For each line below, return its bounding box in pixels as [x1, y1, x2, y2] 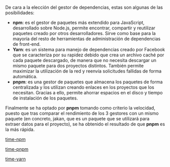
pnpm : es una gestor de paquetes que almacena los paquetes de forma [12, 79, 163, 85]
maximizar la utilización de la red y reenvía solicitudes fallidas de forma [12, 68, 162, 74]
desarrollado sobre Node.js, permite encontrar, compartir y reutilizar [12, 25, 156, 31]
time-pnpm [5, 146, 29, 152]
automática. [12, 74, 38, 79]
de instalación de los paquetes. [12, 95, 78, 101]
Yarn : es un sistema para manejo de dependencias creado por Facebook [12, 47, 165, 52]
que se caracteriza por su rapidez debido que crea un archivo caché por [12, 52, 164, 58]
